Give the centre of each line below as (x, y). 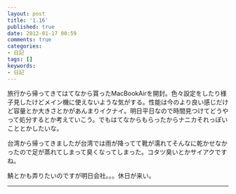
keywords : (22, 66)
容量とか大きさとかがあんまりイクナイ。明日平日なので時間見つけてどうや (121, 111)
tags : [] (20, 60)
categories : (25, 46)
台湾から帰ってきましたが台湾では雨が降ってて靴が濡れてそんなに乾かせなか (118, 143)
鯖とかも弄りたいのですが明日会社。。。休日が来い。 (81, 175)
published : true (31, 27)
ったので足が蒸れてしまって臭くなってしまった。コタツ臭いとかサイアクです (117, 152)
